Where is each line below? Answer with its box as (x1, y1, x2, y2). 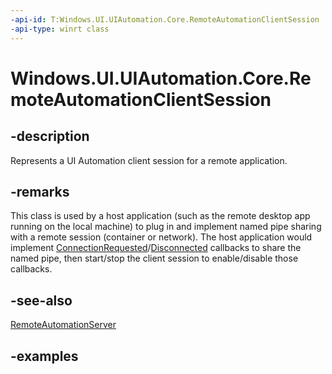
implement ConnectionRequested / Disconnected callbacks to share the (10, 242, 302, 254)
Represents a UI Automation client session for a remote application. (10, 154, 288, 166)
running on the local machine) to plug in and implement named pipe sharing (10, 221, 322, 233)
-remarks (10, 183, 70, 200)
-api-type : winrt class (10, 24, 110, 34)
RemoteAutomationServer (10, 319, 117, 331)
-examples (10, 347, 79, 365)
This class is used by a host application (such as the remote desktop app (10, 210, 311, 222)
